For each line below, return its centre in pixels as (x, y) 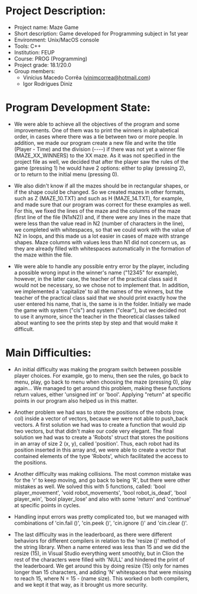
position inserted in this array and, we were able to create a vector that (100, 450)
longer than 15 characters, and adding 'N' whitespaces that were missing (103, 572)
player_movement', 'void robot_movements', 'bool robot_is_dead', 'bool (100, 492)
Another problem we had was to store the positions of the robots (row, (99, 412)
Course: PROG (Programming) (51, 59)
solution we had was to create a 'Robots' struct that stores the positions (101, 437)
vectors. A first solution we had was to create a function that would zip (100, 424)
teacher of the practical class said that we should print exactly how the (100, 297)
